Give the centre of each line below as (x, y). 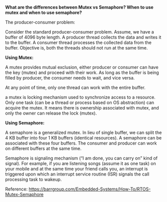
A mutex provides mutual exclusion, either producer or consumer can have (82, 67)
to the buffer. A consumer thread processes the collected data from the (79, 42)
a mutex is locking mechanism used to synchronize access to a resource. (80, 97)
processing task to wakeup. (34, 179)
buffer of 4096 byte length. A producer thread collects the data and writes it (83, 37)
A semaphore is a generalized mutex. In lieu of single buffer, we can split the (83, 132)
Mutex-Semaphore (24, 194)
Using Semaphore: (25, 123)
